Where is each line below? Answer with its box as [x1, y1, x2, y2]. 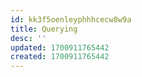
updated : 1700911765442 [10, 42, 110, 53]
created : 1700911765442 [10, 52, 110, 62]
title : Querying [10, 24, 78, 34]
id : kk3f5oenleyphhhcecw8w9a [10, 14, 132, 25]
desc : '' [10, 33, 47, 43]
